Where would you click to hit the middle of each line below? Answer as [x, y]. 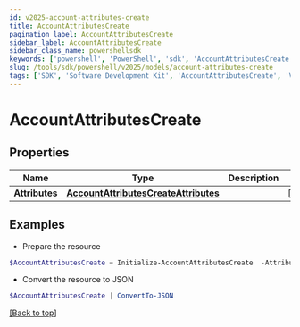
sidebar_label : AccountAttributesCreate [86, 42]
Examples [37, 225]
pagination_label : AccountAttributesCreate [92, 34]
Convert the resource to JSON [78, 280]
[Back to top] [33, 313]
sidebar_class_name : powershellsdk [75, 51]
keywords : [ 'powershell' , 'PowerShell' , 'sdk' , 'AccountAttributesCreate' [151, 59]
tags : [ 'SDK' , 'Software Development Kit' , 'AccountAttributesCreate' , [145, 76]
